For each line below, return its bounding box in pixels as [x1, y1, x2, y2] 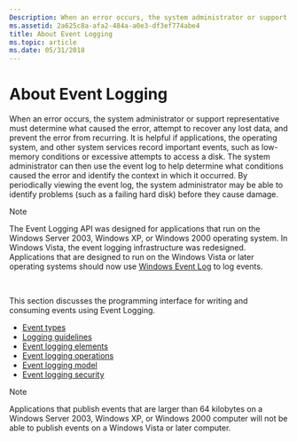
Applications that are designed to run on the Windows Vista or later [9, 252, 254, 263]
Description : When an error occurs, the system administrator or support [9, 12, 288, 22]
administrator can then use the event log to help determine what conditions [9, 161, 284, 171]
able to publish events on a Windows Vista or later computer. [9, 422, 231, 433]
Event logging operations [21, 351, 114, 361]
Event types [21, 322, 66, 333]
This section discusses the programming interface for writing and [9, 296, 248, 306]
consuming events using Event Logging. [9, 305, 156, 316]
